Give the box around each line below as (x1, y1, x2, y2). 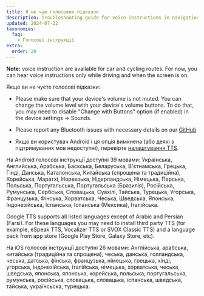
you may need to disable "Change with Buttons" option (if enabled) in (15, 107, 189, 115)
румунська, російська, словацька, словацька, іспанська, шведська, (6, 276, 183, 283)
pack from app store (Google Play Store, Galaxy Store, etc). (6, 232, 155, 240)
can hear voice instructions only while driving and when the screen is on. (6, 71, 189, 79)
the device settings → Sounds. (15, 114, 92, 121)
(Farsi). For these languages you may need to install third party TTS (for (6, 219, 186, 226)
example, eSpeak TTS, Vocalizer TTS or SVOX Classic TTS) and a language (6, 226, 195, 233)
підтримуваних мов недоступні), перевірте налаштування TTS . (15, 144, 179, 152)
